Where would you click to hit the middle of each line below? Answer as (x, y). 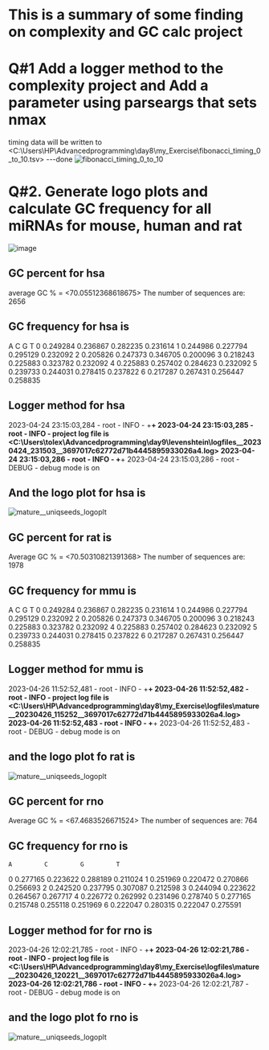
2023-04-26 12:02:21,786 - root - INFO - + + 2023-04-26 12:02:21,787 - (128, 984)
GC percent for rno (56, 801)
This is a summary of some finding (126, 15)
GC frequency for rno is (68, 846)
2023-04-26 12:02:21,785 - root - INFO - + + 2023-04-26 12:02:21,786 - (129, 950)
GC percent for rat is (60, 537)
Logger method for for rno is (80, 930)
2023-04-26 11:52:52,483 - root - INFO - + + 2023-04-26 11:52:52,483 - (129, 723)
